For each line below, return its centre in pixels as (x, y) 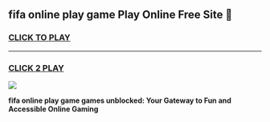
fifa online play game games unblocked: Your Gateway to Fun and (120, 100)
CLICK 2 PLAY (36, 67)
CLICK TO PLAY (39, 38)
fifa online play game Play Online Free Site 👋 (121, 15)
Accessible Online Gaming (53, 108)
